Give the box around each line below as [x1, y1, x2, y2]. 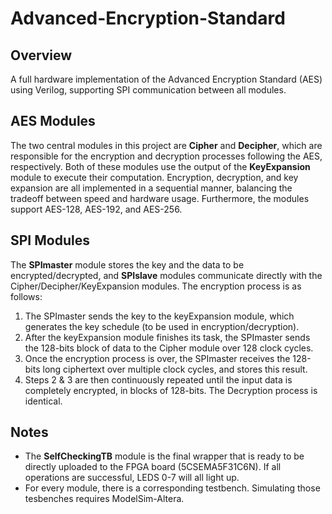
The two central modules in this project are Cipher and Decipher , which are [10, 139, 323, 151]
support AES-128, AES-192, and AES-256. [10, 203, 183, 215]
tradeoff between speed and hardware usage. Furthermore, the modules [10, 192, 310, 204]
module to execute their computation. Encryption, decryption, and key [10, 171, 299, 183]
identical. [24, 395, 63, 407]
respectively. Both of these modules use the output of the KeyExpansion [10, 160, 311, 172]
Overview [10, 47, 73, 64]
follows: [10, 290, 43, 302]
